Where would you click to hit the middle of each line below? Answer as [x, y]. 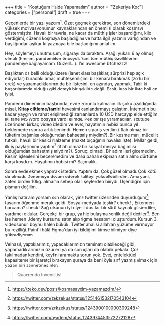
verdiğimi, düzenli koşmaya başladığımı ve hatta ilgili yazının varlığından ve [81, 38]
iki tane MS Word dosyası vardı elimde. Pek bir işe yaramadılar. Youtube [78, 119]
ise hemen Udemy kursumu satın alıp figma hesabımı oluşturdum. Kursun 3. [82, 219]
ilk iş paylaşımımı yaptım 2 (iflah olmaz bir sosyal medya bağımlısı [70, 146]
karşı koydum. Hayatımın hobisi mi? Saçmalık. [51, 162]
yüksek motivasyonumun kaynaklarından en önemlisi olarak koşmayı [74, 28]
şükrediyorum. [20, 235]
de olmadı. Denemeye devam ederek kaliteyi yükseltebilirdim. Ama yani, [78, 177]
